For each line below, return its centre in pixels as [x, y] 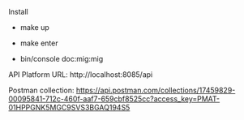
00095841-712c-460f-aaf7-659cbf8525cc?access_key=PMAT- [114, 99]
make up [35, 27]
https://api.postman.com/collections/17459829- [156, 90]
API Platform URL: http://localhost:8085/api [81, 75]
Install [18, 12]
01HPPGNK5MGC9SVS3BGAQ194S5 [69, 107]
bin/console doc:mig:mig [62, 59]
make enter [39, 43]
